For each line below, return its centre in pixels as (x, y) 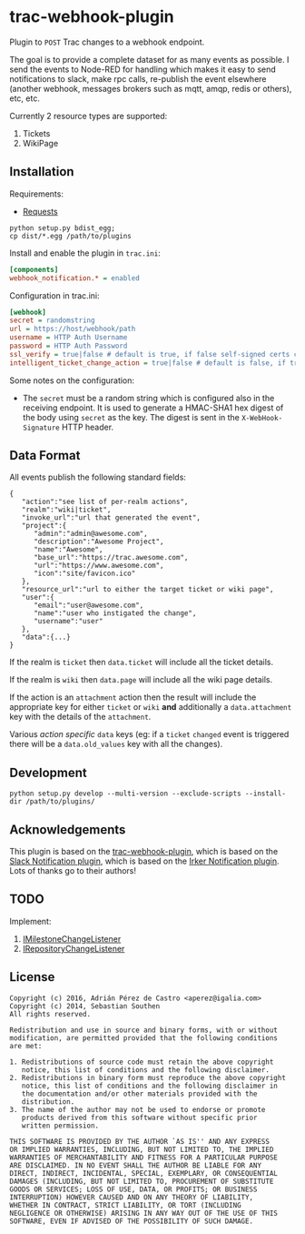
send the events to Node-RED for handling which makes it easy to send (143, 69)
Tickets (36, 133)
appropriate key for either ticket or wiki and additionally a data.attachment (151, 707)
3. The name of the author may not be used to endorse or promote (138, 1109)
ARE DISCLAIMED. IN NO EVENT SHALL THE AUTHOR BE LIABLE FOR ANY (135, 1165)
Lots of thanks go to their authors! (73, 871)
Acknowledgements (68, 829)
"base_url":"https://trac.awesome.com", (111, 558)
